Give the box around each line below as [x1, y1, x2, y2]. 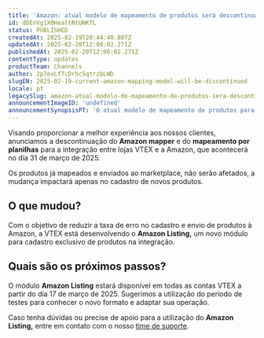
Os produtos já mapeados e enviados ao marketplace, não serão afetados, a [8, 168, 255, 178]
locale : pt [8, 84, 44, 93]
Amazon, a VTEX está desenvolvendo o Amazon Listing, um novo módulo [8, 229, 248, 238]
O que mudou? [8, 200, 82, 213]
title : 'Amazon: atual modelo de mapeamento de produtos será [8, 11, 216, 20]
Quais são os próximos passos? [8, 260, 167, 274]
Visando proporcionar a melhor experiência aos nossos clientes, [8, 128, 216, 138]
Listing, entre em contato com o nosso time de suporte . [8, 321, 189, 330]
